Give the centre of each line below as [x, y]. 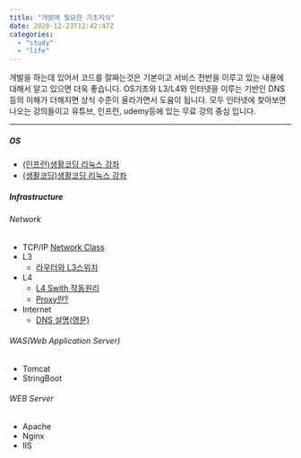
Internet [37, 309]
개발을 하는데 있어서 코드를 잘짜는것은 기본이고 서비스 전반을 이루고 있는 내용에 [147, 78]
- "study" [35, 43]
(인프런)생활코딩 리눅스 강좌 [71, 164]
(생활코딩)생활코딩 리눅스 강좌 [74, 176]
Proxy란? [52, 299]
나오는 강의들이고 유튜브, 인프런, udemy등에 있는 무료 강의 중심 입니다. [133, 111]
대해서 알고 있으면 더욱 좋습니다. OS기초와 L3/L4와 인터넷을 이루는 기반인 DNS [147, 89]
